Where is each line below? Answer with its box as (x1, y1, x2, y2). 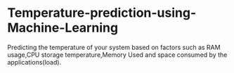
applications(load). (7, 58, 62, 66)
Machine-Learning (7, 20, 118, 36)
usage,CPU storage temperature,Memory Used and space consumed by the (7, 51, 228, 59)
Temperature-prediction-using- (7, 5, 197, 21)
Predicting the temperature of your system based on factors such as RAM (7, 43, 221, 51)
